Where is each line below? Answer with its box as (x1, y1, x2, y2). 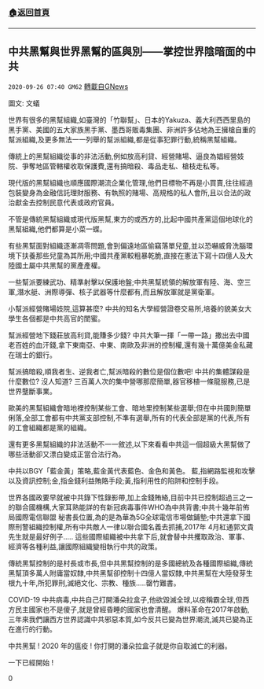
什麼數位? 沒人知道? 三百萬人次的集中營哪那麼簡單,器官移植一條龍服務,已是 (8, 377, 251, 386)
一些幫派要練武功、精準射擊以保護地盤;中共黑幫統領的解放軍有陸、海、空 (8, 278, 245, 287)
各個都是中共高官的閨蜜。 (21, 314, 104, 323)
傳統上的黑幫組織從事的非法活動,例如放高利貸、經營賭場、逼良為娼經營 (8, 152, 238, 161)
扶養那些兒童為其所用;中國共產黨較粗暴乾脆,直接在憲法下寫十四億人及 (21, 251, 247, 260)
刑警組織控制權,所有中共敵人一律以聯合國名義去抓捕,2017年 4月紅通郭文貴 (14, 522, 255, 532)
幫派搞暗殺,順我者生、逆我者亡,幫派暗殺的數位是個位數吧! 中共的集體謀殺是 (8, 367, 251, 377)
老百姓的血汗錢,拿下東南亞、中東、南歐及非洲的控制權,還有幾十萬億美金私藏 (8, 341, 254, 350)
